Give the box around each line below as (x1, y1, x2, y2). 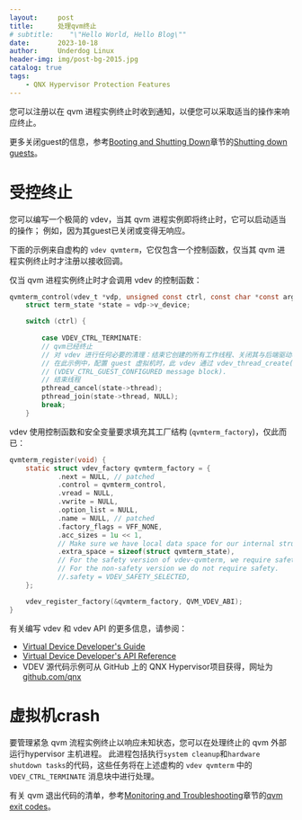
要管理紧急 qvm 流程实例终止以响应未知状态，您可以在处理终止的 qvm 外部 (9, 736, 288, 747)
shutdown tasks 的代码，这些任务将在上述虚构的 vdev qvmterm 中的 (9, 759, 253, 770)
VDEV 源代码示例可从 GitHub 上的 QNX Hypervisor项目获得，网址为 (22, 661, 273, 672)
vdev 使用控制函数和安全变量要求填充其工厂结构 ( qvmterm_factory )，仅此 (9, 426, 280, 437)
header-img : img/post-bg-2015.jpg (9, 55, 139, 64)
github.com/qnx (22, 671, 82, 682)
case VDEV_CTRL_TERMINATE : (41, 334, 143, 343)
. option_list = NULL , (57, 505, 139, 515)
